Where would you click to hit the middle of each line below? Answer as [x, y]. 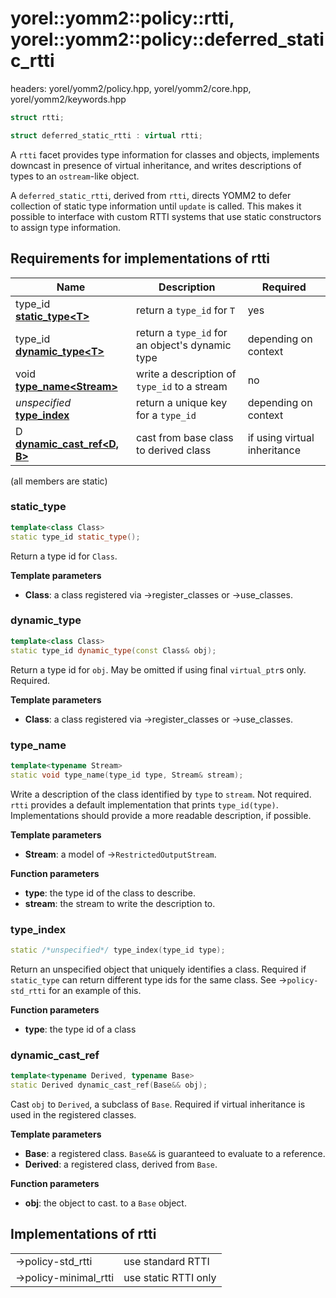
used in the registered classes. [73, 1114]
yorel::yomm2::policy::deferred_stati [167, 39]
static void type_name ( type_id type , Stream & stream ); [127, 775]
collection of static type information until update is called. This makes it [156, 206]
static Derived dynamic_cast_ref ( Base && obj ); [109, 1085]
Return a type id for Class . [64, 556]
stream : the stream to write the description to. [120, 903]
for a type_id [166, 415]
